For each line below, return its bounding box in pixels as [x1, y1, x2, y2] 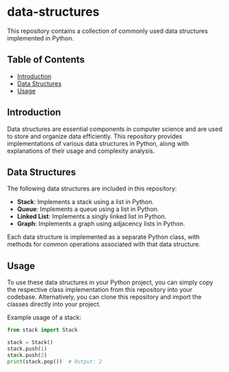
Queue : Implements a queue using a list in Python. [16, 205, 159, 213]
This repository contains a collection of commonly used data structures [7, 27, 208, 35]
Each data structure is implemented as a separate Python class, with [7, 233, 200, 241]
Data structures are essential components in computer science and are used [7, 125, 223, 133]
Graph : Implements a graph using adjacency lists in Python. [16, 220, 185, 228]
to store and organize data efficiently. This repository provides [7, 132, 183, 140]
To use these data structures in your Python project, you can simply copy [7, 278, 213, 286]
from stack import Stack [7, 327, 78, 334]
